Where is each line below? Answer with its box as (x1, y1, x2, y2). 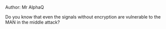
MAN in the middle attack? (5, 19, 60, 25)
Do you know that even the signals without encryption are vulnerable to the (5, 14, 161, 19)
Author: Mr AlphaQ (5, 4, 44, 10)
